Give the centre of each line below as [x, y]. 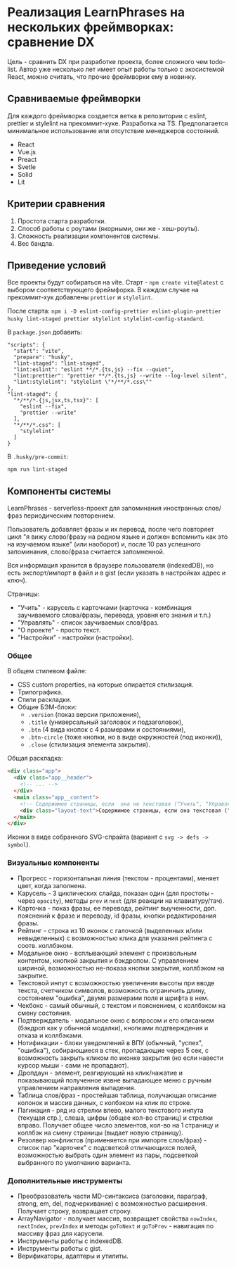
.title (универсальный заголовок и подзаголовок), [106, 722]
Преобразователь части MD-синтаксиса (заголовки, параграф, [112, 1196]
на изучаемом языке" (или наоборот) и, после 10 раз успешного [104, 544]
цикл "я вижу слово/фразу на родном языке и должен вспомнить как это [118, 537]
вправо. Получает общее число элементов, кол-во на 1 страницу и [118, 1125]
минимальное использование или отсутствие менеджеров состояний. [113, 130]
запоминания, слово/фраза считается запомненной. [86, 552]
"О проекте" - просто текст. [59, 630]
